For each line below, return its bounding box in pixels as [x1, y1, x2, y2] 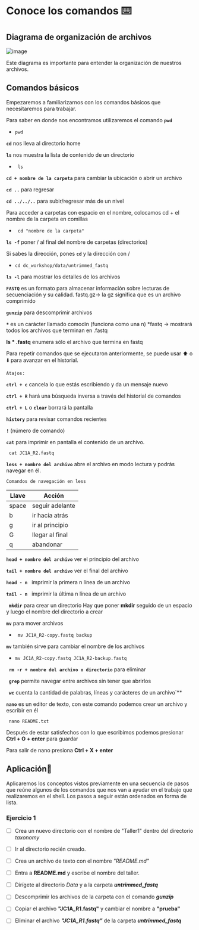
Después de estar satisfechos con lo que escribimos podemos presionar [6, 728, 184, 736]
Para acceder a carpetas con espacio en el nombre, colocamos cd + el [6, 209, 180, 216]
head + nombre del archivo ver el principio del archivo [6, 555, 140, 563]
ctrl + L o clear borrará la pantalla [6, 404, 93, 411]
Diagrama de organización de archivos [6, 32, 152, 42]
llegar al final [31, 531, 68, 539]
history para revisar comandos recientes [6, 415, 107, 423]
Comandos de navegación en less [6, 478, 86, 484]
